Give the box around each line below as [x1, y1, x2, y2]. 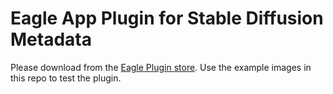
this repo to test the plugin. [10, 72, 122, 84]
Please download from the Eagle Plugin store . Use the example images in [10, 61, 312, 73]
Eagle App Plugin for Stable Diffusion [10, 7, 324, 30]
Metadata [10, 28, 92, 51]
